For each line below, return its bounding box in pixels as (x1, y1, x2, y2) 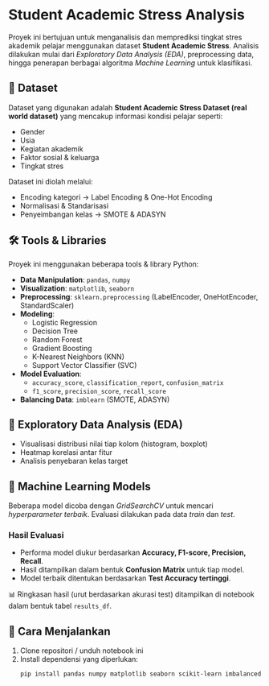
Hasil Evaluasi (8, 530, 64, 541)
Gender (19, 126, 46, 136)
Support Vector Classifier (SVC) (31, 360, 137, 370)
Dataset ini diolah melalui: (8, 176, 94, 186)
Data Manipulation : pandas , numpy (19, 275, 131, 284)
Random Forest (31, 334, 83, 344)
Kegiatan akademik (19, 143, 84, 154)
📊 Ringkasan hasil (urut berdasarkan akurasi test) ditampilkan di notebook (8, 589, 255, 599)
